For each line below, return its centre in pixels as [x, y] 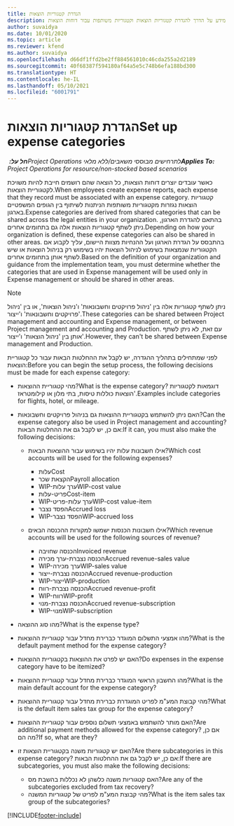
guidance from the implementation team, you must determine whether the [114, 265]
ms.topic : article [34, 40]
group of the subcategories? [69, 802]
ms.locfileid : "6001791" [43, 92]
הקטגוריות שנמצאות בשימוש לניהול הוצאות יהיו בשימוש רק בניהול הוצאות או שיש [112, 249]
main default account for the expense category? [87, 688]
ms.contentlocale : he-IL [43, 79]
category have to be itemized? [61, 667]
